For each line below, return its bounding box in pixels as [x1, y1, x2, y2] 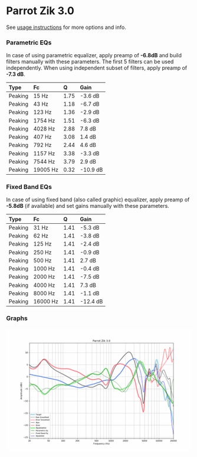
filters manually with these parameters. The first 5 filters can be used [6, 58, 174, 66]
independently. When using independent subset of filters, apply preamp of [6, 64, 188, 71]
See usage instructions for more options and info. [6, 24, 127, 31]
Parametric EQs [6, 38, 52, 47]
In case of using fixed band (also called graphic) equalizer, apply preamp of [6, 196, 190, 203]
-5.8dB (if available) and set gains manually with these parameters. [6, 203, 169, 210]
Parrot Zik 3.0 [6, 4, 75, 18]
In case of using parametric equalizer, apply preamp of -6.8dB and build [6, 52, 182, 59]
